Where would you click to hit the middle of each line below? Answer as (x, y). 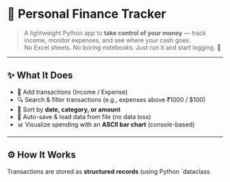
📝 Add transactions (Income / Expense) (72, 92)
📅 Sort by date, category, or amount (69, 109)
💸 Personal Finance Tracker (87, 14)
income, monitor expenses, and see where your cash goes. (107, 40)
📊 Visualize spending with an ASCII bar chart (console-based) (106, 124)
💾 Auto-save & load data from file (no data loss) (84, 116)
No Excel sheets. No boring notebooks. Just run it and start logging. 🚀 (122, 47)
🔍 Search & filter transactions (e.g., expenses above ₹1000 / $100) (111, 99)
